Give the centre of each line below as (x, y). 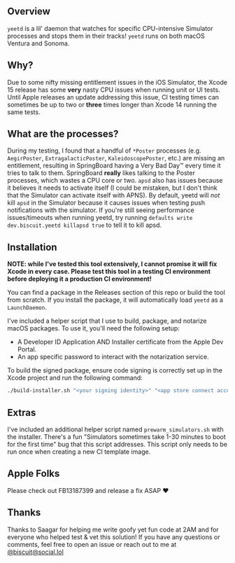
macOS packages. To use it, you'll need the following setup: (93, 328)
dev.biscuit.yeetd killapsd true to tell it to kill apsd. (85, 225)
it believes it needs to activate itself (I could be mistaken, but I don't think (113, 188)
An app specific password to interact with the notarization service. (113, 357)
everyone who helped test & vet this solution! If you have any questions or (114, 537)
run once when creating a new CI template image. (79, 452)
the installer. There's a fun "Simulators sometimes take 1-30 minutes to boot (116, 436)
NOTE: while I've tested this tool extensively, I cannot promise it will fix (112, 264)
